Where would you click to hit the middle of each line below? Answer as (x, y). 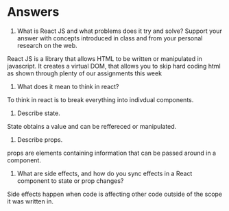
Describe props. (40, 139)
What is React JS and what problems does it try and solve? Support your (120, 31)
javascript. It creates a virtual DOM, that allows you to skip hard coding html (114, 66)
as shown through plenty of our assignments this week (85, 73)
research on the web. (47, 45)
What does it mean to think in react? (68, 86)
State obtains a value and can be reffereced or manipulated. (92, 126)
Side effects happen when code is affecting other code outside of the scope (115, 194)
